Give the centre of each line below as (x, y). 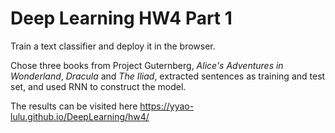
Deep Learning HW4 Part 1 (121, 18)
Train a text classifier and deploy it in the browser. (113, 46)
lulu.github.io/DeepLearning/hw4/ (80, 116)
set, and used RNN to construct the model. (98, 86)
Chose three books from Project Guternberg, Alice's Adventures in (147, 65)
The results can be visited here (74, 106)
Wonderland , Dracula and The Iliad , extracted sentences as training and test (168, 76)
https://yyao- (167, 106)
